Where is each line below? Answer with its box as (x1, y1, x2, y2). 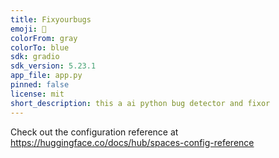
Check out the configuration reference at (10, 126, 179, 138)
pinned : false (10, 80, 70, 90)
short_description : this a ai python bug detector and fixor (10, 98, 271, 108)
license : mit (10, 89, 65, 99)
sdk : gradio (10, 52, 60, 62)
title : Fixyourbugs (10, 14, 92, 25)
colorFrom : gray (10, 33, 78, 43)
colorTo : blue (10, 42, 70, 53)
